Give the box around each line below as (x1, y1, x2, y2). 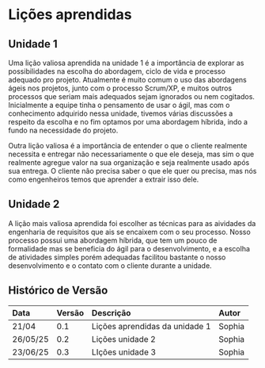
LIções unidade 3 (91, 347, 157, 358)
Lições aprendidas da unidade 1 (91, 320, 211, 332)
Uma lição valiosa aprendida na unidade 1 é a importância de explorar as (8, 58, 244, 67)
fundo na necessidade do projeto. (8, 125, 119, 135)
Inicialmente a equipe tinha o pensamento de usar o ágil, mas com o (8, 101, 230, 109)
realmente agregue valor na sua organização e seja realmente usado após (8, 158, 250, 167)
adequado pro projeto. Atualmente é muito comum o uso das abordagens (8, 75, 248, 84)
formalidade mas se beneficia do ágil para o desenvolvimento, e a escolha (8, 243, 251, 253)
